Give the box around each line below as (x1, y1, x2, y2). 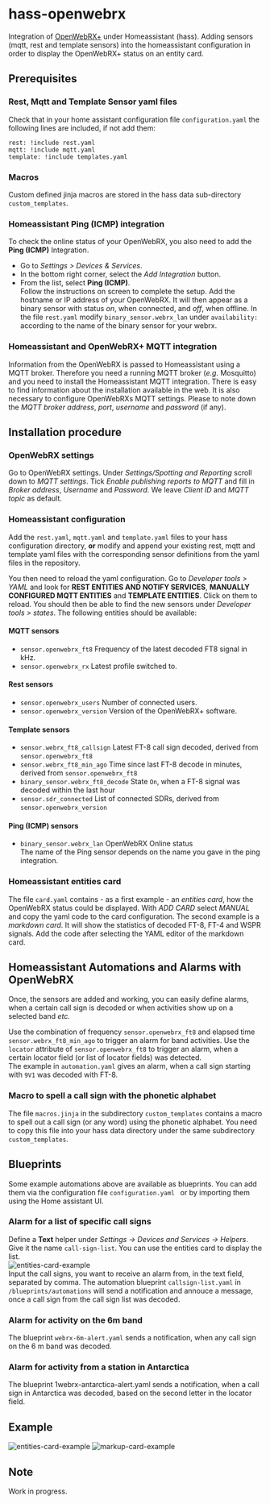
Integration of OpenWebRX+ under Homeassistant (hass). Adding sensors (8, 31, 254, 41)
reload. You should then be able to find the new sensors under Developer (8, 599, 251, 609)
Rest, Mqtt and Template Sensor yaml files (8, 96, 177, 107)
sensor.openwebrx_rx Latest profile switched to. (19, 661, 177, 671)
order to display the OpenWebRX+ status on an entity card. (8, 48, 204, 58)
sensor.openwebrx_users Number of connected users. (19, 697, 197, 707)
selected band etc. (8, 1012, 71, 1021)
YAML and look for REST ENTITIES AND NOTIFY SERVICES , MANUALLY (8, 582, 250, 592)
